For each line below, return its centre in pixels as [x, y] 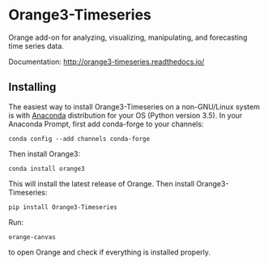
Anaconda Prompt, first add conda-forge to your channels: [106, 124]
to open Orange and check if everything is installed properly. [110, 252]
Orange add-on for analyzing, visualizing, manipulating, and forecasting [128, 37]
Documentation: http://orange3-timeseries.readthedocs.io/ [106, 62]
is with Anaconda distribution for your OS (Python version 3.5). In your [125, 115]
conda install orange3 [47, 169]
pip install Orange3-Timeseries [63, 207]
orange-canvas [32, 237]
